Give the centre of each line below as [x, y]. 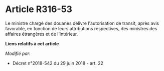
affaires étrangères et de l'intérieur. [42, 34]
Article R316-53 [39, 9]
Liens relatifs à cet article [32, 43]
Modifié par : [18, 53]
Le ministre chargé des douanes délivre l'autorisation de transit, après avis [82, 23]
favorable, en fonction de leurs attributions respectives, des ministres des [81, 28]
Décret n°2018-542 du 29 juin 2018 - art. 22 [58, 63]
